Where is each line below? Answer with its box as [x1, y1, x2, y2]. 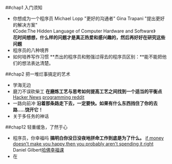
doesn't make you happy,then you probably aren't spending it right [12, 141, 154, 147]
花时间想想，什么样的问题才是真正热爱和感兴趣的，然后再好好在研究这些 [12, 34, 165, 40]
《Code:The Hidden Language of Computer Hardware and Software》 [12, 28, 156, 34]
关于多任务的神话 [12, 113, 49, 119]
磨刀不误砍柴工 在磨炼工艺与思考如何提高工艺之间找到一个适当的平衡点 [12, 88, 162, 94]
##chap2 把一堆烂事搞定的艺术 [5, 71, 71, 77]
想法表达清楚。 [21, 60, 54, 66]
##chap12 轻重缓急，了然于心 [5, 124, 68, 130]
